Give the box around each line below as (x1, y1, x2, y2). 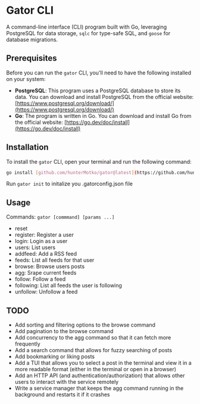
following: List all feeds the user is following (14, 282, 122, 289)
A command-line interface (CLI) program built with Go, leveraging (6, 23, 167, 30)
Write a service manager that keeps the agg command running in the (14, 385, 184, 392)
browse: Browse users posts (14, 263, 85, 270)
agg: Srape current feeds (14, 269, 77, 276)
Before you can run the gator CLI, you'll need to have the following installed (6, 69, 192, 76)
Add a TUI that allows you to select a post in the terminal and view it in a (14, 359, 192, 366)
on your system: (6, 75, 46, 82)
